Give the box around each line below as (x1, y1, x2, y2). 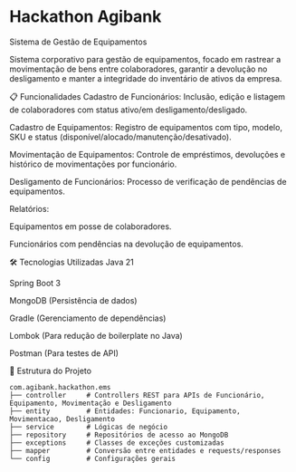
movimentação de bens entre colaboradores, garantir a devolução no (9, 63, 268, 74)
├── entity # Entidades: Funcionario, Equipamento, (9, 406, 242, 416)
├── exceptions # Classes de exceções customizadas (9, 438, 224, 448)
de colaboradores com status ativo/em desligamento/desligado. (9, 104, 248, 115)
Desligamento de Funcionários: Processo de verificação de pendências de (9, 176, 287, 187)
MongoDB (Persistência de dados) (9, 294, 138, 305)
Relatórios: (9, 203, 50, 214)
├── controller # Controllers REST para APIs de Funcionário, (9, 390, 265, 400)
